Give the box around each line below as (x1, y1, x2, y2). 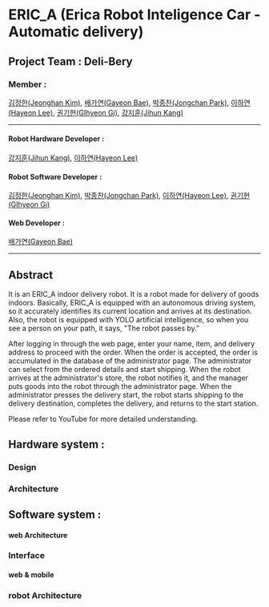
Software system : (8, 508, 102, 521)
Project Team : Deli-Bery (8, 55, 133, 68)
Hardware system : (8, 437, 105, 451)
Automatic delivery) (8, 22, 144, 41)
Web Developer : (8, 218, 66, 228)
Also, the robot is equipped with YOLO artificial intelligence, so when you (8, 315, 249, 325)
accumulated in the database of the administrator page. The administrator (8, 356, 252, 366)
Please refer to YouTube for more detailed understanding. (8, 415, 198, 424)
